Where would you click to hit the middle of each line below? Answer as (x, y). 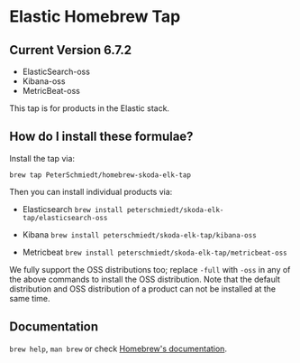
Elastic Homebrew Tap (95, 17)
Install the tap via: (42, 158)
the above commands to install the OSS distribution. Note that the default (145, 279)
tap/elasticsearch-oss (65, 218)
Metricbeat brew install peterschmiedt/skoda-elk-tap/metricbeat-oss (155, 252)
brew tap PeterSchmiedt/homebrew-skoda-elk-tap (100, 175)
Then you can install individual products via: (91, 191)
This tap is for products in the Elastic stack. (89, 108)
